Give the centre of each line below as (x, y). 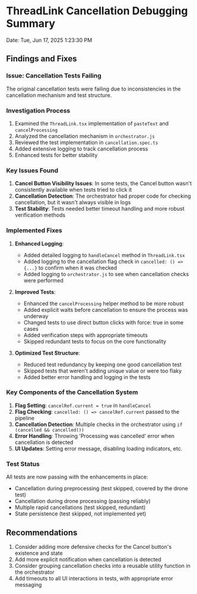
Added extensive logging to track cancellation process (81, 148)
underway (36, 316)
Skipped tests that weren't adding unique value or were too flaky (103, 371)
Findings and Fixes (42, 59)
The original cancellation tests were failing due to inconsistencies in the (93, 89)
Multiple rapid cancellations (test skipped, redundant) (80, 508)
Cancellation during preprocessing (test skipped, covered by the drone (101, 489)
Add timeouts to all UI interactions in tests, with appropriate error (94, 578)
